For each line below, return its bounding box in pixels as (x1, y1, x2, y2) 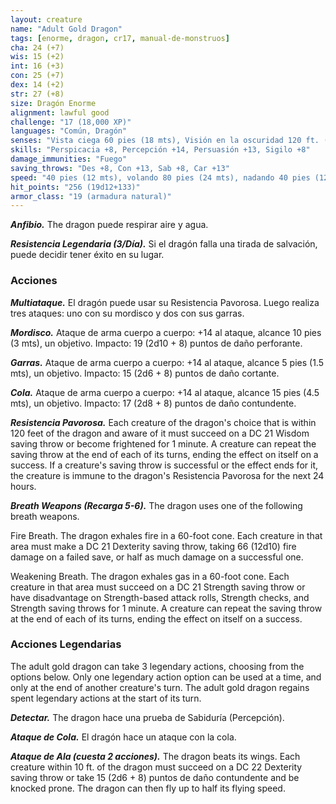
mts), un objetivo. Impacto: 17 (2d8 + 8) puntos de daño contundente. (10, 397, 297, 409)
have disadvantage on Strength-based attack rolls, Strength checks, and (10, 591, 310, 603)
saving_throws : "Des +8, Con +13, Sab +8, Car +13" (10, 163, 230, 173)
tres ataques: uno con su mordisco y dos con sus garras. (10, 307, 245, 319)
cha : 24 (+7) (10, 42, 65, 53)
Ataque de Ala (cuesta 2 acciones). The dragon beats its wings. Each (10, 750, 301, 762)
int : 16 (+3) (10, 61, 65, 71)
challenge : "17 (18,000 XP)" (10, 117, 132, 127)
